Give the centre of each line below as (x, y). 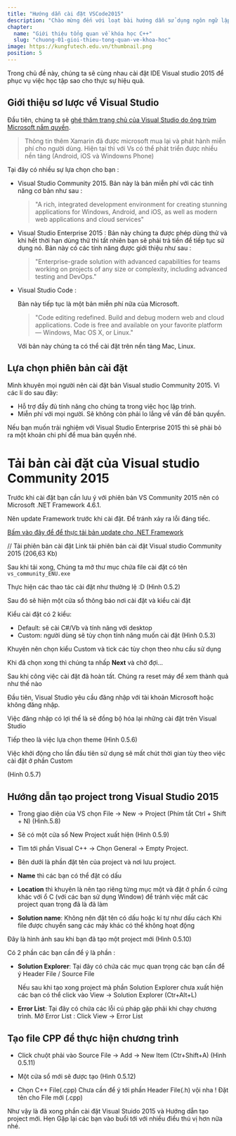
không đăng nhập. (34, 705)
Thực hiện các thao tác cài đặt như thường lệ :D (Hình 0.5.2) (94, 587)
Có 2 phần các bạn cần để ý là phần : (61, 953)
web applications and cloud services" (89, 219)
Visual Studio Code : (47, 290)
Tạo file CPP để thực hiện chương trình (93, 1038)
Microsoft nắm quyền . (39, 127)
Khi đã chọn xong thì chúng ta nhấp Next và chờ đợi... (85, 663)
